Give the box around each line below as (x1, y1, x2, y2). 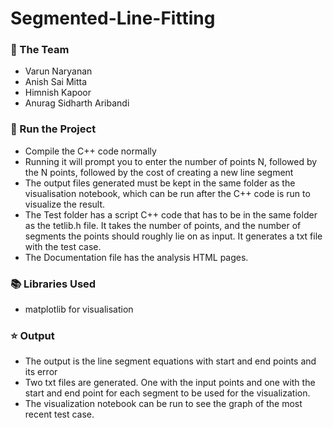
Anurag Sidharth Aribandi (24, 97, 130, 109)
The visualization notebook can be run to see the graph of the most (24, 398, 303, 410)
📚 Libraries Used (10, 277, 97, 291)
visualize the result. (24, 198, 106, 210)
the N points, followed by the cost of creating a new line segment (24, 166, 294, 178)
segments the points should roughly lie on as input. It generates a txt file (24, 230, 323, 242)
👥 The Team (10, 43, 70, 57)
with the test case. (24, 240, 102, 252)
